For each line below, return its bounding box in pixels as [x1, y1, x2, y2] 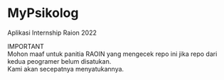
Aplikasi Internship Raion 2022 [7, 28, 97, 37]
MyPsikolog [7, 5, 79, 21]
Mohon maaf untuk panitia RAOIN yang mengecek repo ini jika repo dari [7, 50, 218, 58]
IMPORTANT [7, 42, 45, 50]
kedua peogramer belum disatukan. [7, 57, 112, 65]
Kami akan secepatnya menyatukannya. [7, 64, 124, 73]
